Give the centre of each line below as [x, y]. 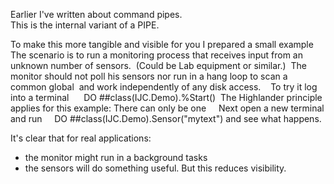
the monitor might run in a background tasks [116, 157]
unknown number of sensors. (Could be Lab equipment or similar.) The [158, 65]
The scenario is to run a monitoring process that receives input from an [156, 55]
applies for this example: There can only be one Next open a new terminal [167, 108]
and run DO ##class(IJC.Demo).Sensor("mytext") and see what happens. [166, 118]
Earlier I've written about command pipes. [96, 14]
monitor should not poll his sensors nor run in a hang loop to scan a [149, 76]
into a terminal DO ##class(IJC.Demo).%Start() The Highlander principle [166, 97]
